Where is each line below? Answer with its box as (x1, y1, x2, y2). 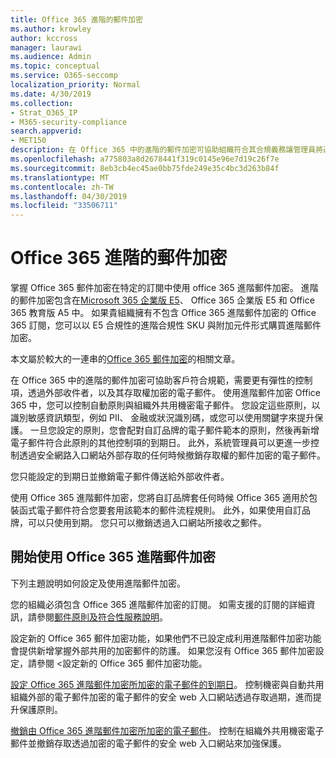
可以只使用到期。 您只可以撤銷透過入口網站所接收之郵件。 (27, 517, 267, 529)
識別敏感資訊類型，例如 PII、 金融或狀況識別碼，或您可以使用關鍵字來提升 (10, 412, 315, 424)
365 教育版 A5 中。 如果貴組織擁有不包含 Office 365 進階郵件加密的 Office (10, 307, 317, 319)
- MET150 (10, 136, 47, 146)
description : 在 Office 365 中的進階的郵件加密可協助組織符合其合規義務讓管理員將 (10, 145, 324, 155)
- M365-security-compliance (10, 117, 128, 127)
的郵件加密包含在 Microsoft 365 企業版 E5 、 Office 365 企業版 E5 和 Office (10, 294, 315, 306)
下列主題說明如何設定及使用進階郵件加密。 (10, 577, 186, 589)
